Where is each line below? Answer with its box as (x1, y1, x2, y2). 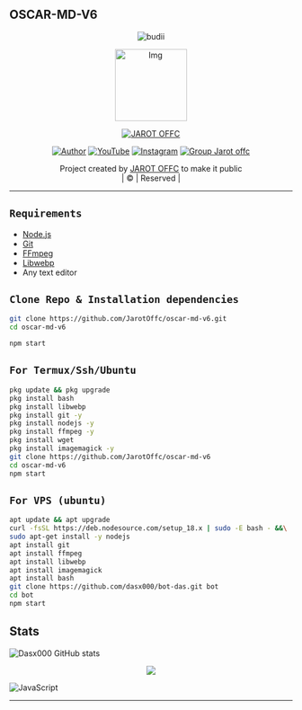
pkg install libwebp (9, 402, 87, 412)
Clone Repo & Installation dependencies (9, 293, 240, 306)
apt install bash (9, 574, 75, 583)
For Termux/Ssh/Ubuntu (9, 364, 137, 377)
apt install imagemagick (9, 565, 102, 574)
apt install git (9, 540, 70, 549)
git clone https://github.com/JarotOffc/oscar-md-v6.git (9, 315, 227, 324)
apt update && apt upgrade (9, 516, 111, 525)
